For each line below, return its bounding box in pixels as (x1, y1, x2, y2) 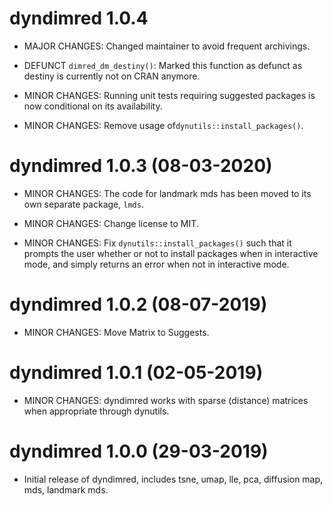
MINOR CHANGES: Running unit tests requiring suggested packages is (23, 89, 316, 101)
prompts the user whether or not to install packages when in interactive (23, 247, 319, 259)
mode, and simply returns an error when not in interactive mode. (23, 258, 290, 270)
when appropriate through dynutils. (23, 405, 170, 417)
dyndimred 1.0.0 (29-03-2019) (9, 440, 269, 462)
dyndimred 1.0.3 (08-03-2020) (9, 155, 273, 177)
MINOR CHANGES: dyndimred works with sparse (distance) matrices (23, 394, 309, 406)
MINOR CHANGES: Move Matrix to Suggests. (23, 326, 210, 338)
